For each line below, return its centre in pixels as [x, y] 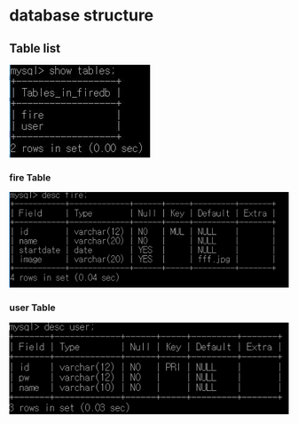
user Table [32, 308]
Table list [35, 48]
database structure [82, 16]
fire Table [30, 177]
